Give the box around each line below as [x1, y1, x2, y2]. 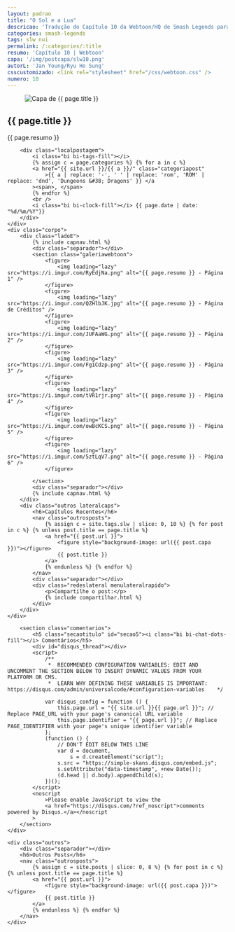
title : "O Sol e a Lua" [7, 17, 77, 24]
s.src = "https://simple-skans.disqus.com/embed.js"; [57, 760, 218, 767]
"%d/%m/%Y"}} [7, 208, 45, 216]
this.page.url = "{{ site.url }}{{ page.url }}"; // [57, 704, 215, 711]
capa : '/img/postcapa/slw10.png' [7, 56, 105, 63]
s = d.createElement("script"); [69, 753, 164, 760]
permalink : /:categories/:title [7, 43, 101, 50]
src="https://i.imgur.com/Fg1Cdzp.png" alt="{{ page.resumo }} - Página [7, 361, 224, 368]
